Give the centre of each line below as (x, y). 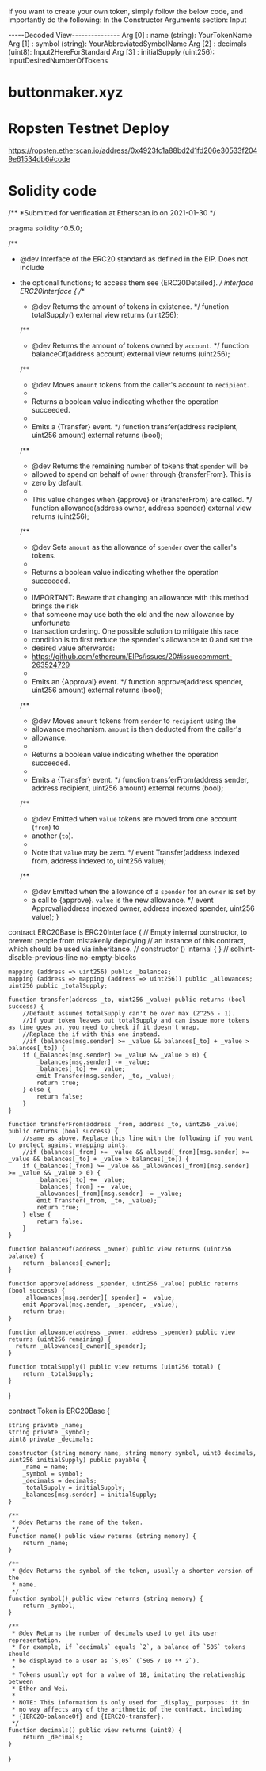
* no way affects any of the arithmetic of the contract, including (127, 1710)
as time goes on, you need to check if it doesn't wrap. (104, 1028)
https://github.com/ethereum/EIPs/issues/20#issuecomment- (132, 657)
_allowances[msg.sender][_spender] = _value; (99, 1298)
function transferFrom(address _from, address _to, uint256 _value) (123, 1125)
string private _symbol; (49, 1433)
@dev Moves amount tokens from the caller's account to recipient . (140, 385)
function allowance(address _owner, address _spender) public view (122, 1333)
